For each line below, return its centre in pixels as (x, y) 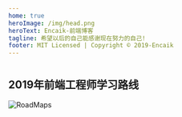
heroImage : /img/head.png (51, 23)
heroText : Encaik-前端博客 (51, 30)
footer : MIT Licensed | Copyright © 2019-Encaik (91, 46)
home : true (26, 16)
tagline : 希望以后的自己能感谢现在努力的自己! (77, 38)
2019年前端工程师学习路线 (74, 85)
